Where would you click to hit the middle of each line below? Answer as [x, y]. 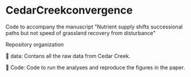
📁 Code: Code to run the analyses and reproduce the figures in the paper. [95, 67]
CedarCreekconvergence [69, 10]
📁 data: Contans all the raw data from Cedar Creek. [68, 56]
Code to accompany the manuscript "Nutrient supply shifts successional [94, 27]
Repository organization [35, 44]
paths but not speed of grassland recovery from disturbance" [81, 33]
